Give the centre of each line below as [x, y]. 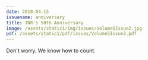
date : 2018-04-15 [28, 12]
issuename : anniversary [36, 17]
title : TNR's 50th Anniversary [45, 23]
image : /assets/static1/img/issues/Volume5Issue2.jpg [74, 28]
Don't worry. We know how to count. [51, 50]
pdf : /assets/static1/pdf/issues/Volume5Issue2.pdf [71, 34]
